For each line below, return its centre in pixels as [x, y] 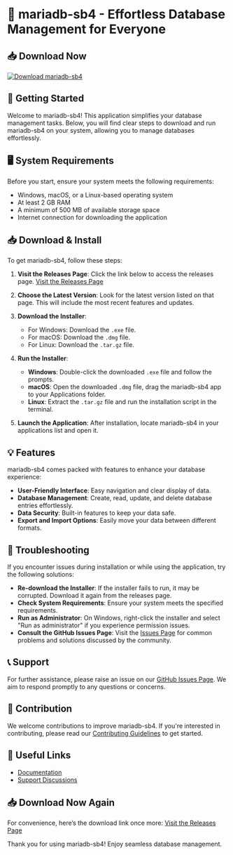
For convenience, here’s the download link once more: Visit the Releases [112, 823]
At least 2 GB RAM [44, 202]
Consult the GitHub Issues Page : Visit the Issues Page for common [114, 633]
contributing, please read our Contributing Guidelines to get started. [105, 733]
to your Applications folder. [67, 394]
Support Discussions [47, 780]
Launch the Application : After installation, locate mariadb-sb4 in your [118, 423]
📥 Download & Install [55, 241]
